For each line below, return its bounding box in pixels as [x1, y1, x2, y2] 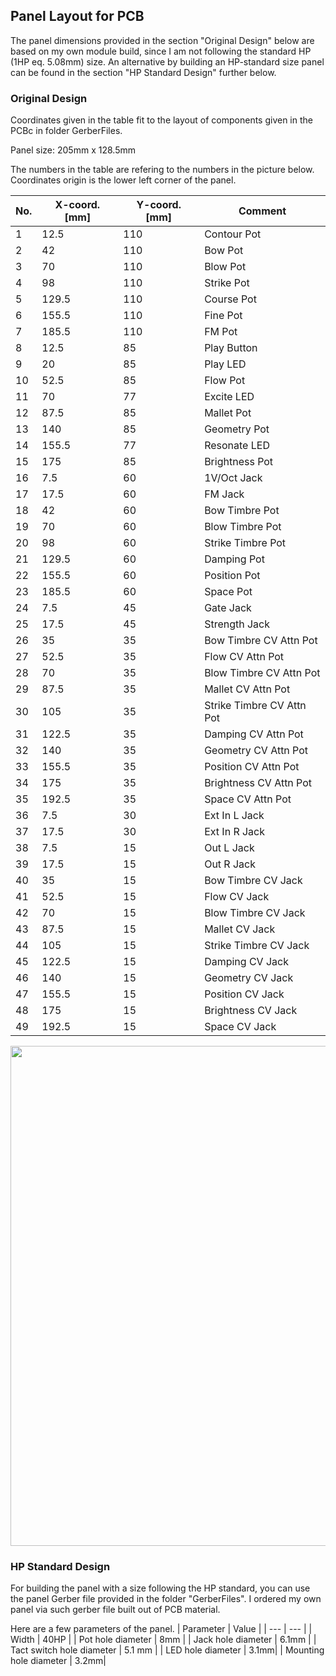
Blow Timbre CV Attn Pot [204, 666, 321, 680]
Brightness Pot [204, 455, 274, 469]
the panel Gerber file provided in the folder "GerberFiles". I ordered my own [10, 1593, 322, 1605]
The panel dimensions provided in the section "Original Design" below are [10, 34, 315, 46]
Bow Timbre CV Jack [204, 874, 303, 888]
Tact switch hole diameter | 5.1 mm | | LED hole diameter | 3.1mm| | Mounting [10, 1644, 325, 1656]
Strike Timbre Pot [204, 536, 287, 550]
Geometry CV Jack [204, 971, 294, 985]
